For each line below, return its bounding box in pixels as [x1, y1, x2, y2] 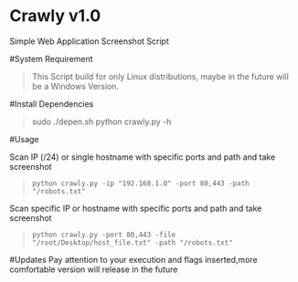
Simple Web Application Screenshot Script [9, 36, 169, 47]
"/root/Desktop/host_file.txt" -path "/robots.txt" [31, 238, 233, 247]
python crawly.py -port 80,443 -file [31, 230, 176, 239]
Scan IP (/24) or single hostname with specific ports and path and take [9, 151, 276, 162]
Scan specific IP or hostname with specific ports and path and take [9, 203, 262, 214]
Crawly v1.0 [9, 5, 101, 26]
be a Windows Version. [31, 80, 120, 91]
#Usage [9, 133, 39, 144]
